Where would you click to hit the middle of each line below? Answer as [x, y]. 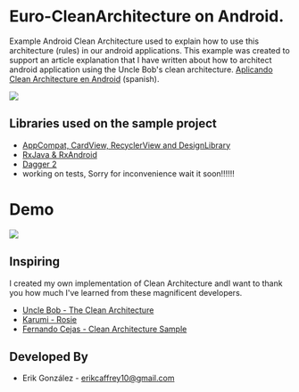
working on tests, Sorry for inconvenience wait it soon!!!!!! [128, 173]
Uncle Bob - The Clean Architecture [88, 310]
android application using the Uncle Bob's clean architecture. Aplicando [141, 69]
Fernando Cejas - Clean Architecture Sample [104, 329]
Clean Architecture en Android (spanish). [84, 78]
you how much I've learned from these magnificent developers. [126, 292]
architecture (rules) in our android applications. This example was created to [149, 50]
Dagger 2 [39, 164]
